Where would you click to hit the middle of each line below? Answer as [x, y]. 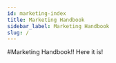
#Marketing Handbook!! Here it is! [55, 52]
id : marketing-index [37, 13]
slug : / [18, 33]
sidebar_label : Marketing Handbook [58, 26]
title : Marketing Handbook [46, 20]
